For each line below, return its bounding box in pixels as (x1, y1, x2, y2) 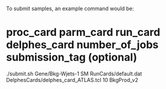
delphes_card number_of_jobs (6, 38, 159, 52)
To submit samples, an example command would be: (6, 5, 134, 12)
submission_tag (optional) (6, 51, 138, 64)
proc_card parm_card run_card (6, 26, 161, 39)
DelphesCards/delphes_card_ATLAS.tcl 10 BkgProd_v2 (6, 76, 139, 83)
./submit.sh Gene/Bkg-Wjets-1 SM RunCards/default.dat (6, 70, 142, 77)
